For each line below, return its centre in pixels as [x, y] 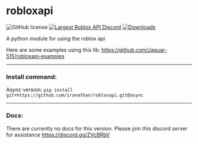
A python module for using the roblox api [56, 38]
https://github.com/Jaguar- [134, 50]
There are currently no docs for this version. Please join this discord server [97, 128]
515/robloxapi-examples [35, 56]
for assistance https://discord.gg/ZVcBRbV [58, 135]
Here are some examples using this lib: [53, 50]
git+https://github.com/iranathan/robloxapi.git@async [75, 95]
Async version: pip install [39, 90]
